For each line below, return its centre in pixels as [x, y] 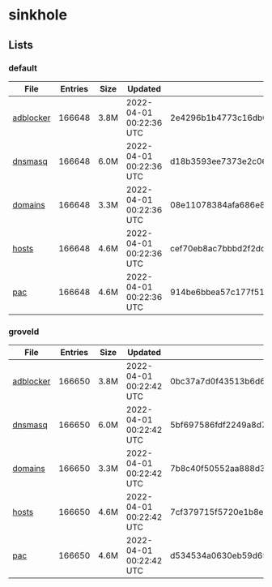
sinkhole [38, 15]
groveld [24, 332]
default [23, 68]
